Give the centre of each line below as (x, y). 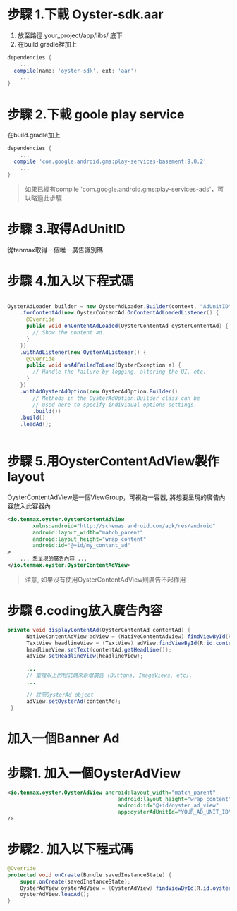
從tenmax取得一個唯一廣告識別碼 (55, 250)
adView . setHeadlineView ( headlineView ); (84, 656)
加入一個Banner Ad (63, 738)
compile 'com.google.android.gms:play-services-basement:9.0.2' (110, 161)
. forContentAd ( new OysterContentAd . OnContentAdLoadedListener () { (120, 313)
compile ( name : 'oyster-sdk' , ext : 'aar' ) (75, 71)
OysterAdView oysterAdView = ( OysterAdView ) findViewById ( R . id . (116, 888)
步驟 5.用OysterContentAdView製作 (114, 461)
